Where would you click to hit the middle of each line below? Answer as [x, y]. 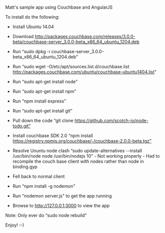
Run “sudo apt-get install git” [43, 111]
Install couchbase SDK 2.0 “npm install [53, 136]
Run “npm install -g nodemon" [44, 186]
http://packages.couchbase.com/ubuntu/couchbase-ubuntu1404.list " [85, 72]
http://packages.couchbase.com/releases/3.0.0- [85, 36]
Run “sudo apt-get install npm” [44, 91]
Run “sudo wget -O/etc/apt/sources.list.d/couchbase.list [71, 67]
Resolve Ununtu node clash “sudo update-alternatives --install [77, 151]
